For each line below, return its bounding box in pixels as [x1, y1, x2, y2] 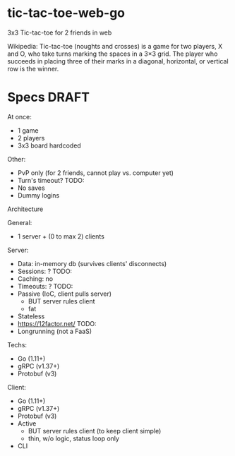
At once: [7, 112, 32, 121]
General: [7, 218, 32, 227]
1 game [17, 126, 39, 135]
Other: [7, 155, 26, 163]
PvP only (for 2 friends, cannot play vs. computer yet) [17, 168, 174, 177]
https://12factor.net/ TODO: [17, 319, 97, 328]
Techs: [7, 340, 27, 349]
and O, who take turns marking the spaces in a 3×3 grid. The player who [7, 49, 218, 58]
